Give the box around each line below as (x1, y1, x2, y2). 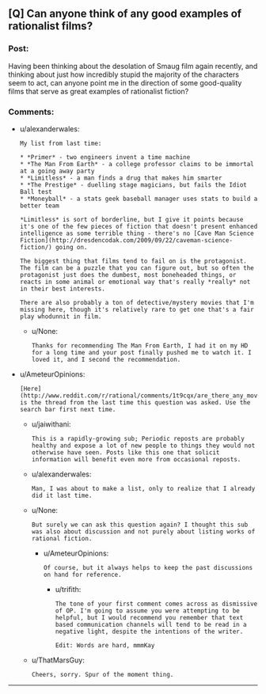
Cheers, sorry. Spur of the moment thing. (31, 670, 174, 678)
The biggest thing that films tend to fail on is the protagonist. (19, 257, 247, 265)
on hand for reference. (43, 571, 122, 578)
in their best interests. (19, 285, 105, 293)
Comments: (8, 106, 55, 117)
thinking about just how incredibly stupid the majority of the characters (8, 70, 240, 79)
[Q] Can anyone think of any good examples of (8, 7, 242, 21)
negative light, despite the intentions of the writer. (55, 628, 244, 635)
